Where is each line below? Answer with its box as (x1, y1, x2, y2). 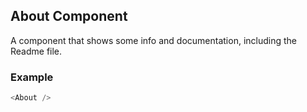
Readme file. (10, 45, 63, 57)
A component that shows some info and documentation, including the (10, 34, 297, 46)
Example (10, 70, 54, 84)
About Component (10, 8, 128, 25)
